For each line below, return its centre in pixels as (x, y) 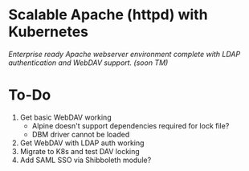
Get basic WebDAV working (65, 117)
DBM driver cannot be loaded (81, 134)
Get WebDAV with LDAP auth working (82, 143)
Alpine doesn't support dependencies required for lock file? (131, 125)
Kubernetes (49, 32)
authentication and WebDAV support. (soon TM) (88, 63)
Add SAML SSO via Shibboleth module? (86, 160)
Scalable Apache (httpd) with (108, 15)
